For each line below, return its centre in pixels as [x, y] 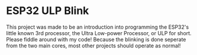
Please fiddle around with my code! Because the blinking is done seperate [96, 39]
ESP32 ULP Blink [48, 11]
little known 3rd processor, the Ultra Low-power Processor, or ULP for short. [99, 33]
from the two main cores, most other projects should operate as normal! [93, 46]
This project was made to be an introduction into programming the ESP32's [98, 27]
